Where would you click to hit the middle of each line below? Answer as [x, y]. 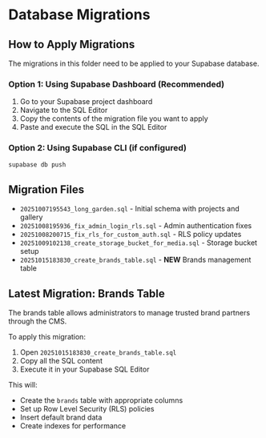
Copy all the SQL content [61, 361]
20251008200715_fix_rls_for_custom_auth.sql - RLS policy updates [131, 235]
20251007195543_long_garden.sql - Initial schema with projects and [130, 209]
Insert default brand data [61, 417]
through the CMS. [38, 321]
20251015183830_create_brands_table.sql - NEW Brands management [135, 260]
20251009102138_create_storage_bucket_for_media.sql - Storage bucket [139, 243]
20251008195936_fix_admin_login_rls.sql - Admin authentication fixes [136, 226]
